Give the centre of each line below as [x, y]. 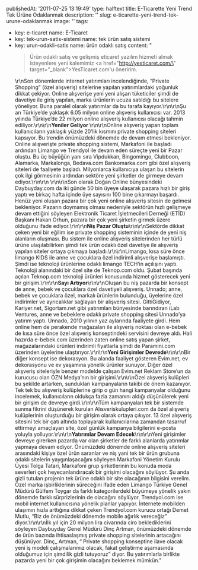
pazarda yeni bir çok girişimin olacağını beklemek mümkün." [88, 560]
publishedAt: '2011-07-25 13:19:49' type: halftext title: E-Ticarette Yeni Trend [99, 9]
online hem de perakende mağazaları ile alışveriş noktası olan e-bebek [101, 327]
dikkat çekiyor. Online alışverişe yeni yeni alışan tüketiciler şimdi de [97, 94]
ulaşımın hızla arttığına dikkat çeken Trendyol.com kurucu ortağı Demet [101, 510]
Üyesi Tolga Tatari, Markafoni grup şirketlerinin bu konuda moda [93, 466]
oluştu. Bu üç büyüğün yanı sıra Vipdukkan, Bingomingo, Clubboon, [97, 156]
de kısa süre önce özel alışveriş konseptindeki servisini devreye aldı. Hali [103, 333]
